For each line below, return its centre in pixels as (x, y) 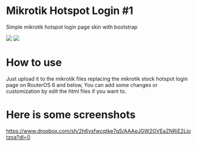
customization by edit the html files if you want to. (66, 91)
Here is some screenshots (71, 115)
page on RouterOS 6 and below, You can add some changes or (82, 85)
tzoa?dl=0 (18, 137)
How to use (34, 63)
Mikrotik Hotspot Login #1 (70, 11)
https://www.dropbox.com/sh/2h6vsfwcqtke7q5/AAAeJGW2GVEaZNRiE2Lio (98, 131)
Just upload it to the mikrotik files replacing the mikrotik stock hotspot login (97, 79)
